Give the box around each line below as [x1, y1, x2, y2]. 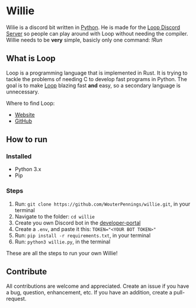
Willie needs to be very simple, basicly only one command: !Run [6, 36, 163, 43]
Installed [6, 152, 32, 161]
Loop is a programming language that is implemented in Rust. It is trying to [6, 69, 188, 76]
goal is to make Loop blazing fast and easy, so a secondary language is [6, 82, 181, 89]
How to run [6, 134, 48, 145]
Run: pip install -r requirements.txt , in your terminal [14, 232, 151, 239]
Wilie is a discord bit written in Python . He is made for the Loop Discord [6, 24, 181, 31]
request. [6, 295, 27, 302]
